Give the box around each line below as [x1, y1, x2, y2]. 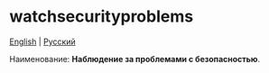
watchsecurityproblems [9, 6, 194, 27]
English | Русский [9, 36, 76, 47]
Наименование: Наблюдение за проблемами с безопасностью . [9, 53, 261, 64]
